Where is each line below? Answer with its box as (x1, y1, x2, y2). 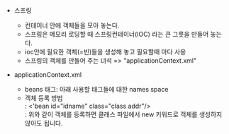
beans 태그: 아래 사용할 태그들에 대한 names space (24, 85, 169, 93)
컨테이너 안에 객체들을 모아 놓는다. (24, 21, 120, 30)
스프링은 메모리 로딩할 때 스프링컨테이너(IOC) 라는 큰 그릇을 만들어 (24, 30, 209, 38)
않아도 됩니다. (24, 119, 63, 127)
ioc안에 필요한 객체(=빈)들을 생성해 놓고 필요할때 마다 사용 (24, 48, 186, 56)
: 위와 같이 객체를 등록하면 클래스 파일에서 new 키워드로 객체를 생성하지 (24, 110, 223, 118)
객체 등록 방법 (24, 94, 63, 102)
